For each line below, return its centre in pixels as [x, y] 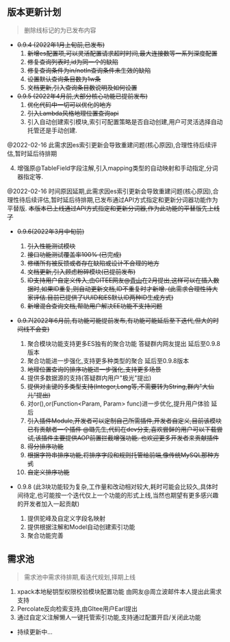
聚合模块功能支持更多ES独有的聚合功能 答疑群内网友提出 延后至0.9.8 [124, 343]
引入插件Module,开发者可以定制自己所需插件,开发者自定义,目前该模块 [125, 421]
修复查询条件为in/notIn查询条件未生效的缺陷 [89, 70]
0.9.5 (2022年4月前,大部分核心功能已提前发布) [82, 96]
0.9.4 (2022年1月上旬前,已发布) [61, 45]
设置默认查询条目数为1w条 [64, 79]
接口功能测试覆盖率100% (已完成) [74, 254]
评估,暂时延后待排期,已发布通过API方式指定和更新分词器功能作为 [127, 199]
